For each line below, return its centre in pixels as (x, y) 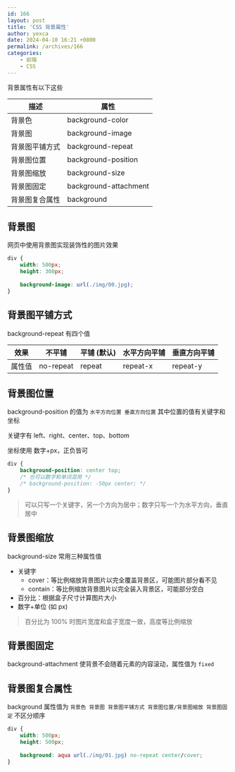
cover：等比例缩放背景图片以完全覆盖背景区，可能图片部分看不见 (122, 580)
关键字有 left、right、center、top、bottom (69, 435)
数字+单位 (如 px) (43, 606)
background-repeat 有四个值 (49, 333)
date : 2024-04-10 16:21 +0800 (52, 40)
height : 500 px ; (42, 742)
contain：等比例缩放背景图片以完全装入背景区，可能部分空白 (116, 589)
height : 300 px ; (42, 272)
